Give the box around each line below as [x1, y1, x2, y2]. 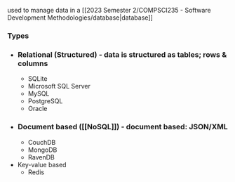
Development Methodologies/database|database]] [7, 13, 153, 22]
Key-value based [17, 160, 67, 169]
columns [17, 58, 48, 68]
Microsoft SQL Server [27, 82, 91, 91]
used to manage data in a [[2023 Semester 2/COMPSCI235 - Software [7, 6, 212, 14]
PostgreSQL [27, 97, 63, 105]
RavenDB [27, 152, 55, 161]
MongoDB [27, 145, 58, 154]
